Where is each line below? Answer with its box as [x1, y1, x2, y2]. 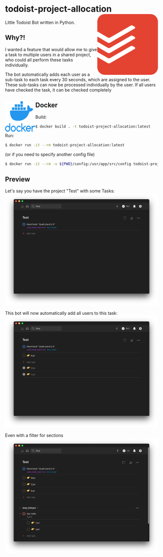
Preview [5, 175, 31, 183]
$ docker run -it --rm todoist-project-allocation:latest [5, 143, 125, 148]
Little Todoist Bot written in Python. [5, 19, 75, 25]
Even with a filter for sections [5, 432, 64, 438]
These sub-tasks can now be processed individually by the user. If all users [5, 82, 156, 88]
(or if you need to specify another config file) [5, 152, 95, 158]
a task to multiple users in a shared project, [5, 52, 91, 57]
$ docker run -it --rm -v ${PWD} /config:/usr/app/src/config [5, 162, 131, 166]
